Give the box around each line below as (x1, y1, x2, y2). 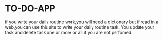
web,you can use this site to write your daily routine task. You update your (5, 24, 155, 30)
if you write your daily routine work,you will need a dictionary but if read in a (5, 19, 159, 25)
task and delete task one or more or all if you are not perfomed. (5, 29, 133, 35)
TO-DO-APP (5, 3, 55, 14)
